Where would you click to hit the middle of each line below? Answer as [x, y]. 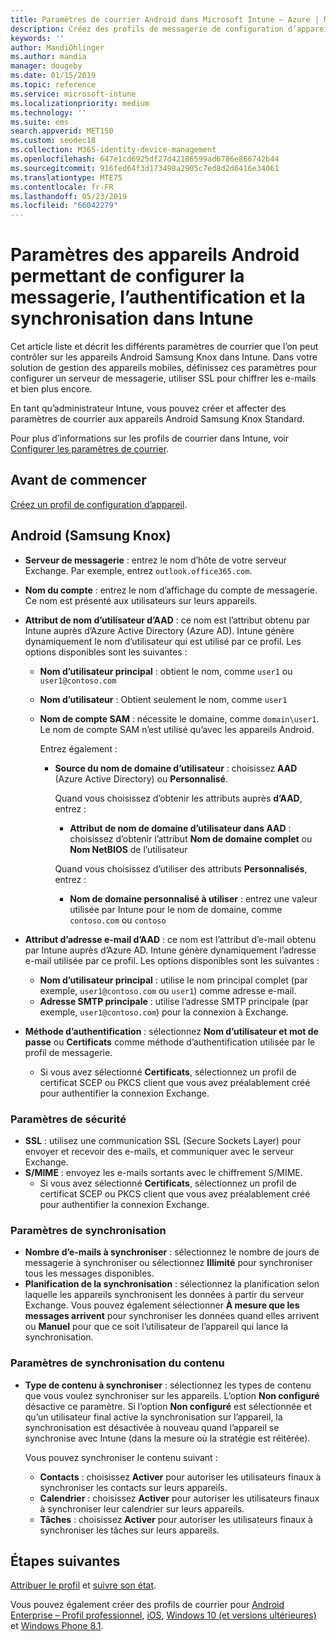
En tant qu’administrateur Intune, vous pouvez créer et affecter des [148, 408]
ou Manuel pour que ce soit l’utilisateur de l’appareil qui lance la [156, 1327]
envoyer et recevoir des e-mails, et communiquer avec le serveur [159, 1151]
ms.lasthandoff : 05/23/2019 [69, 196]
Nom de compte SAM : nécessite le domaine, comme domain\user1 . [179, 718]
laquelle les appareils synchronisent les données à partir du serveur [164, 1295]
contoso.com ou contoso [118, 920]
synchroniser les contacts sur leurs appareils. [133, 1487]
